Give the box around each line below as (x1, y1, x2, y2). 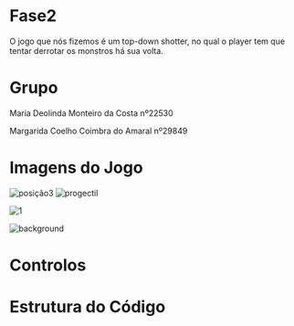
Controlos (9, 255, 87, 275)
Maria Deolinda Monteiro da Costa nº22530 (9, 107, 173, 119)
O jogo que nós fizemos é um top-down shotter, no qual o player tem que (9, 36, 286, 47)
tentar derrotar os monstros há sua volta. (9, 45, 164, 56)
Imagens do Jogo (9, 157, 143, 178)
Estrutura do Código (9, 297, 166, 318)
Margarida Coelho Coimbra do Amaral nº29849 (9, 125, 188, 136)
